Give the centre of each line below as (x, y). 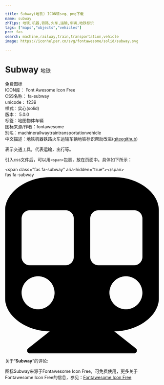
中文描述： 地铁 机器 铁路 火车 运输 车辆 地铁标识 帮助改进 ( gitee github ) (72, 139)
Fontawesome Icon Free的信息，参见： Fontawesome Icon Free (68, 377)
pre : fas (14, 32)
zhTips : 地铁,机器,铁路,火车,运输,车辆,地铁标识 (50, 23)
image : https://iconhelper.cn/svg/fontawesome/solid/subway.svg (72, 41)
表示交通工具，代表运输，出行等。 (39, 149)
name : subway (18, 18)
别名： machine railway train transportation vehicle (53, 133)
